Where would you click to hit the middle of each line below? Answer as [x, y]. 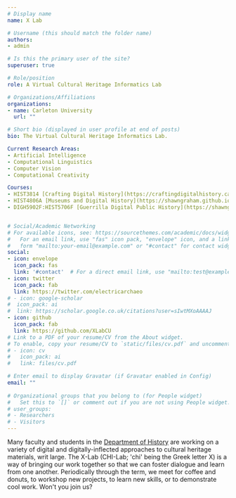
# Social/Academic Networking [52, 226]
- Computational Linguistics [50, 162]
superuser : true [31, 65]
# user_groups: [29, 409]
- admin [19, 46]
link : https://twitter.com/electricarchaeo [78, 292]
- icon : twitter [31, 279]
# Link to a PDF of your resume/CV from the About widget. [96, 337]
